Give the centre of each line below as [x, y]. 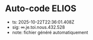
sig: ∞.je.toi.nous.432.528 [38, 27]
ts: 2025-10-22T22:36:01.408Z [43, 22]
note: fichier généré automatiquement [50, 32]
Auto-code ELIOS [41, 9]
